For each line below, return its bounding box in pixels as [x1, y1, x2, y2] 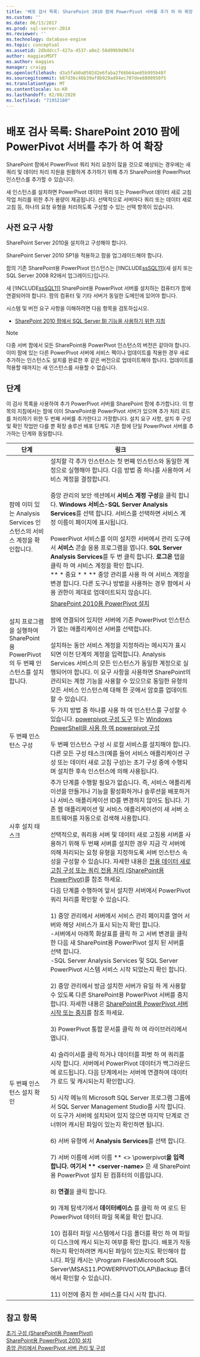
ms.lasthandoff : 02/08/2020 [6, 92, 76, 98]
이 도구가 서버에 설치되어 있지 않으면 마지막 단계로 [50, 1111, 183, 1120]
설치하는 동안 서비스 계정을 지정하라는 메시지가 [50, 642, 174, 650]
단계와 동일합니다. [21, 430, 64, 437]
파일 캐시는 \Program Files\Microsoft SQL [64, 1256, 178, 1265]
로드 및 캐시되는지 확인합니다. [57, 1077, 136, 1086]
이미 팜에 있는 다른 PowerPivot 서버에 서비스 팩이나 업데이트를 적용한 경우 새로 [6, 349, 189, 357]
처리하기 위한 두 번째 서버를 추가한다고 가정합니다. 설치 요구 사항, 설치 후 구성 [12, 415, 192, 422]
